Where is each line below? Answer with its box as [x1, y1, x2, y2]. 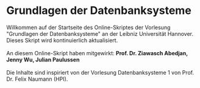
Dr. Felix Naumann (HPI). [6, 75, 68, 83]
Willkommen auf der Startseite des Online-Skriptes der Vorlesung [6, 24, 171, 31]
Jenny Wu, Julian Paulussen [6, 56, 80, 63]
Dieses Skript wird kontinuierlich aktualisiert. [6, 36, 118, 44]
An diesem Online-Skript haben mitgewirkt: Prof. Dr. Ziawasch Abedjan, [6, 49, 188, 56]
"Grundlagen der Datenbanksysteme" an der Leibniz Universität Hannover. [6, 30, 194, 37]
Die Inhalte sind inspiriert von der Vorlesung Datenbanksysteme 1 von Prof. [6, 69, 195, 76]
